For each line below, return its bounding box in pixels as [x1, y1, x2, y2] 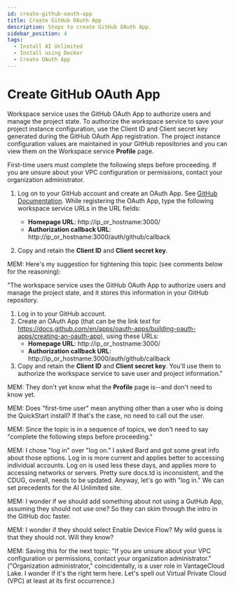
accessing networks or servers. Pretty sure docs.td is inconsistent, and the [7, 468, 224, 476]
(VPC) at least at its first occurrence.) [7, 576, 116, 585]
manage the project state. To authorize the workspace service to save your [7, 117, 224, 125]
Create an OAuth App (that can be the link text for [17, 317, 161, 325]
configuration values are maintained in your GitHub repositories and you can [7, 139, 228, 148]
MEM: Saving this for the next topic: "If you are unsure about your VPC [7, 546, 212, 555]
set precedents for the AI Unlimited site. [7, 483, 123, 492]
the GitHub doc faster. [7, 512, 71, 520]
